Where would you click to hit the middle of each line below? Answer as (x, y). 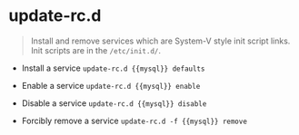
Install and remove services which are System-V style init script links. (160, 41)
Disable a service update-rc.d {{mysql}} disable (114, 103)
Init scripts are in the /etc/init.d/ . (95, 50)
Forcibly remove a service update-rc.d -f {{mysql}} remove (134, 121)
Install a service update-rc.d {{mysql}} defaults (113, 68)
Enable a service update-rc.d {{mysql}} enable (111, 85)
